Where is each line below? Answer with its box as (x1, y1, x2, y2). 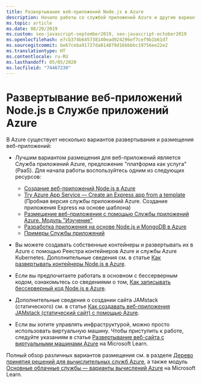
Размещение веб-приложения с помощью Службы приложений (23, 210, 189, 218)
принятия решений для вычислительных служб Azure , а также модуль (6, 358, 188, 366)
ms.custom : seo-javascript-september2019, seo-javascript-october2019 (6, 31, 187, 37)
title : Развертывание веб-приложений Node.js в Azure (6, 8, 144, 15)
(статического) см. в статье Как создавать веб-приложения (14, 303, 170, 310)
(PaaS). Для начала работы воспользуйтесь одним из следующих (14, 167, 185, 174)
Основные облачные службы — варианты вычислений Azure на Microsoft (6, 364, 196, 372)
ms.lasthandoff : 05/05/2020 (6, 59, 77, 65)
